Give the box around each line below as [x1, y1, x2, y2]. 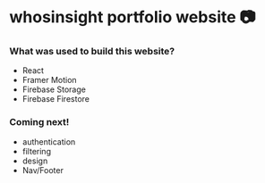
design [21, 155, 48, 166]
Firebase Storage [21, 84, 87, 95]
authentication [21, 136, 76, 147]
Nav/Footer [21, 164, 64, 175]
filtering [21, 146, 52, 156]
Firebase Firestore [21, 94, 90, 104]
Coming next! [9, 116, 70, 129]
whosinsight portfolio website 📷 [9, 7, 257, 28]
